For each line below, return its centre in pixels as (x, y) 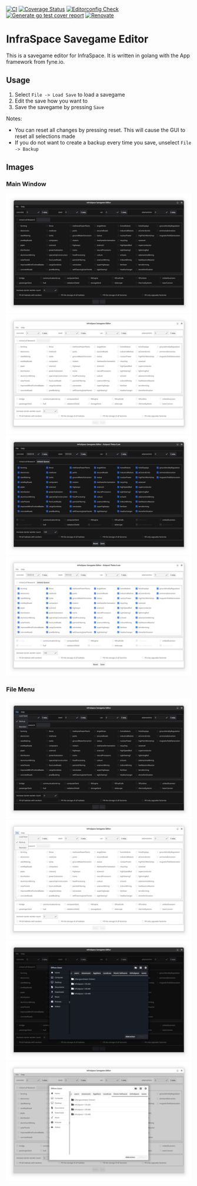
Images (20, 167)
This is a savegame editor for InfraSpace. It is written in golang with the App (98, 55)
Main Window (26, 184)
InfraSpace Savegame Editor (77, 39)
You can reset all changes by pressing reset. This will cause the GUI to (100, 130)
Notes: (14, 119)
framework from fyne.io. (36, 61)
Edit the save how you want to (51, 101)
